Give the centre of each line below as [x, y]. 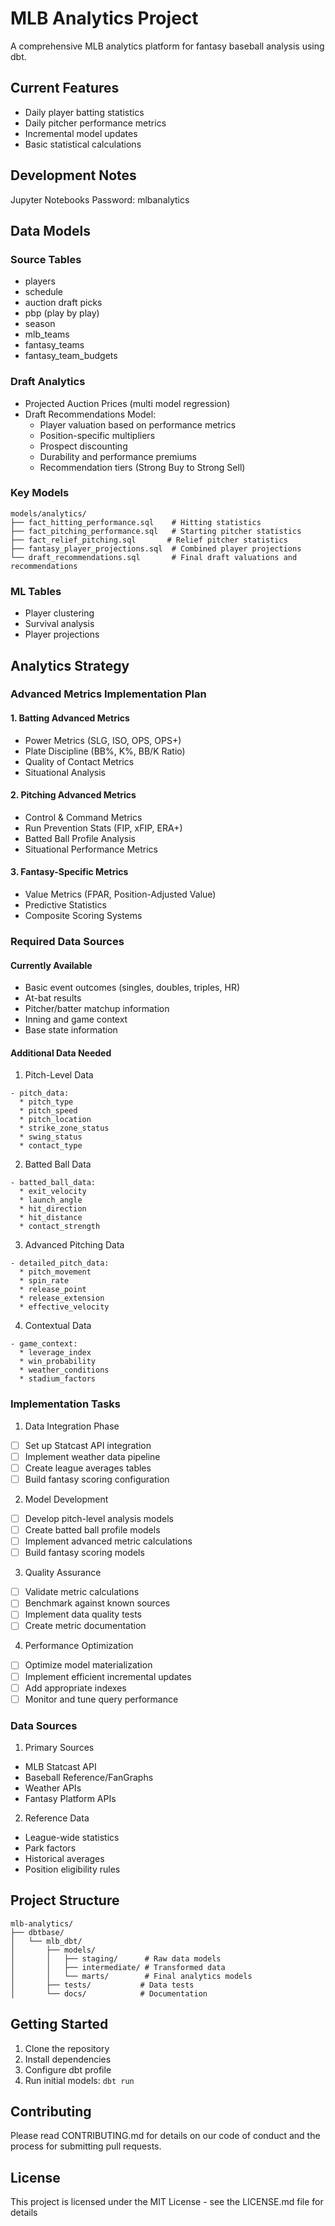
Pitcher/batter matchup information [97, 1009]
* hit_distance [51, 1218]
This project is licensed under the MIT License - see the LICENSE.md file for [167, 2202]
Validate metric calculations [82, 1592]
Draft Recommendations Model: [90, 414]
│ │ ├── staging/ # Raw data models [116, 1958]
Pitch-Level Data [59, 1075]
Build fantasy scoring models [84, 1553]
